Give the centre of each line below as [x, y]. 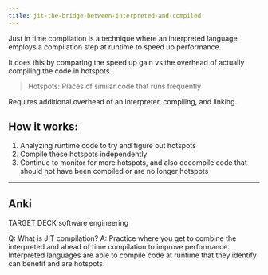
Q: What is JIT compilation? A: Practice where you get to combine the [122, 238]
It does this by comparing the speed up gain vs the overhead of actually [126, 62]
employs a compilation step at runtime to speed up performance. [115, 47]
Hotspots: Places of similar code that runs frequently [114, 86]
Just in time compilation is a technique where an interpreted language [123, 38]
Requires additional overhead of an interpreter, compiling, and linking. [123, 101]
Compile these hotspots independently [83, 154]
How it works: [43, 127]
